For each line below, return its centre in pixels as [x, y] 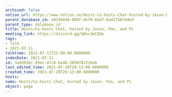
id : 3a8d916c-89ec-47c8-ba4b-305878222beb [51, 63]
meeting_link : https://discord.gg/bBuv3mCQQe [55, 34]
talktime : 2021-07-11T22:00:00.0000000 [48, 53]
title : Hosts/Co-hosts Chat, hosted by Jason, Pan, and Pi [70, 29]
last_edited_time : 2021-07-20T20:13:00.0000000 [57, 67]
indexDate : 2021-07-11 [29, 58]
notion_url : [18, 15]
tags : [11, 39]
